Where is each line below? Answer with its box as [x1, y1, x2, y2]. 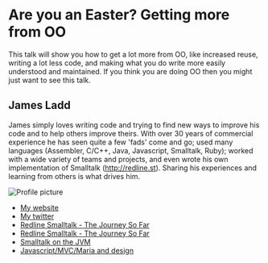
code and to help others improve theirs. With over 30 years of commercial [8, 128, 254, 138]
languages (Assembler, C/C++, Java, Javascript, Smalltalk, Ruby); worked [8, 145, 254, 155]
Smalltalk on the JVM [19, 236, 91, 247]
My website [19, 202, 59, 212]
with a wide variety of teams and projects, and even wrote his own [8, 154, 229, 164]
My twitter [19, 211, 55, 221]
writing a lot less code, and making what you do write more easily [8, 58, 226, 68]
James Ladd [8, 98, 71, 112]
